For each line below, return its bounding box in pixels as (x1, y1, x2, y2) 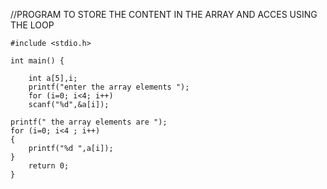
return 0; (28, 161, 70, 171)
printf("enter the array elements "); (28, 82, 190, 92)
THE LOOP (10, 19, 55, 31)
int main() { (10, 56, 65, 66)
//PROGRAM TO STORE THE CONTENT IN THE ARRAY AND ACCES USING (10, 9, 318, 20)
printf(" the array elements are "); (10, 117, 168, 127)
